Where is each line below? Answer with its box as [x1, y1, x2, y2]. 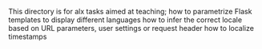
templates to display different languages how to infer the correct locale [8, 15, 243, 24]
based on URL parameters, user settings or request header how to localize [8, 24, 255, 32]
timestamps [8, 32, 47, 41]
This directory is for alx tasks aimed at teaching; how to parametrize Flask [8, 7, 252, 16]
